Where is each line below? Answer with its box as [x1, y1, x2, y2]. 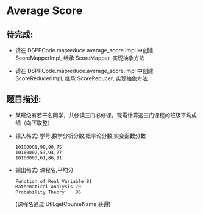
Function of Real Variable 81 [15, 178, 93, 184]
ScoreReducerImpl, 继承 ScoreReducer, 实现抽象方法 [15, 75, 148, 82]
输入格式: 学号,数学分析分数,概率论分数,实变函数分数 [15, 132, 146, 139]
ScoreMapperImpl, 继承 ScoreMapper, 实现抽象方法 [15, 54, 145, 61]
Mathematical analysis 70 [15, 184, 81, 190]
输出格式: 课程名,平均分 [15, 166, 74, 173]
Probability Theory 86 [15, 189, 81, 195]
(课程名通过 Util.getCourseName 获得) [15, 200, 111, 207]
